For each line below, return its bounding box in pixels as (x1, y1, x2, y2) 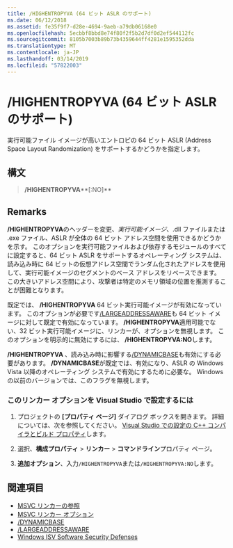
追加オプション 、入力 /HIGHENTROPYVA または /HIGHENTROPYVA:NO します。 (17, 460, 218, 468)
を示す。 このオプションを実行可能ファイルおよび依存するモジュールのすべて (7, 243, 227, 251)
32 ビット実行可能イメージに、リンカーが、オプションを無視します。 (19, 327, 217, 335)
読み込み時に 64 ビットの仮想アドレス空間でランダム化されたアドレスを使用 (7, 260, 226, 268)
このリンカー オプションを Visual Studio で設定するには (7, 396, 193, 405)
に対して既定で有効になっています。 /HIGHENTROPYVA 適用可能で (19, 318, 210, 327)
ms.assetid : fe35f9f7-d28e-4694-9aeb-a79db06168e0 (7, 23, 157, 30)
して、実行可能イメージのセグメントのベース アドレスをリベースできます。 (7, 268, 220, 277)
